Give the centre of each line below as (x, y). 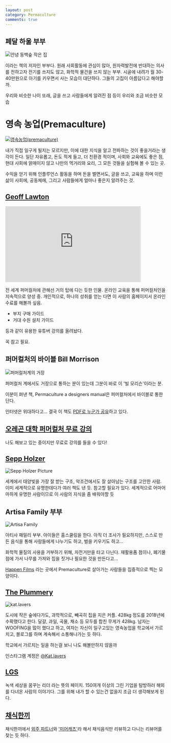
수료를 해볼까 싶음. (24, 303)
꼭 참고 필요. (18, 341)
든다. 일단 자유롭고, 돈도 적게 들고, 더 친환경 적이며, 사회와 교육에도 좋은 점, (89, 157)
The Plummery (29, 592)
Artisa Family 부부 (34, 512)
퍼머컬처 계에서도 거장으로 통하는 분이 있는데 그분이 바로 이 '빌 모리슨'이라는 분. (84, 383)
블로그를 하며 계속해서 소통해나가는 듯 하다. (59, 634)
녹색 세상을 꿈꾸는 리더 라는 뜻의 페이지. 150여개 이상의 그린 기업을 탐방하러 (80, 685)
